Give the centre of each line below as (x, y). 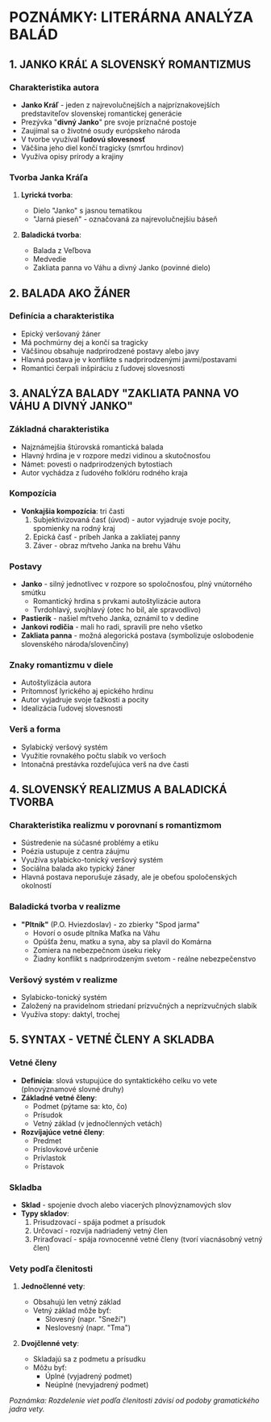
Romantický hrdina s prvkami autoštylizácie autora (117, 601)
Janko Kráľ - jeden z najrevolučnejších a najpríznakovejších (120, 104)
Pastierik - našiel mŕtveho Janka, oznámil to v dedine (110, 618)
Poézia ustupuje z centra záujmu (75, 851)
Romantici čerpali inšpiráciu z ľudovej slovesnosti (102, 368)
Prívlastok (50, 1158)
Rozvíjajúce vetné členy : (63, 1132)
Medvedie (50, 260)
